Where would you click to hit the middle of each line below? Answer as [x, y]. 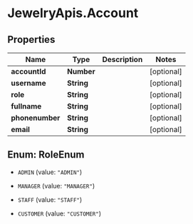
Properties [31, 40]
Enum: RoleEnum [46, 155]
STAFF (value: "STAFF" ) [50, 199]
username [28, 83]
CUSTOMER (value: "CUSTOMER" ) [59, 213]
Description [122, 60]
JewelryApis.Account [73, 13]
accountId [28, 71]
